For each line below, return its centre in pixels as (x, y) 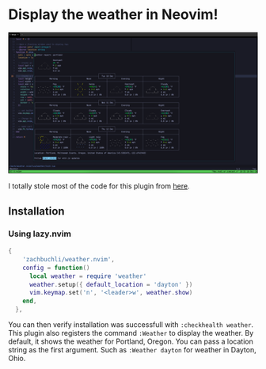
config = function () (56, 268)
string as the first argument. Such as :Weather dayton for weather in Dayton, (133, 350)
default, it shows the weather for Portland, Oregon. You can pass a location (131, 341)
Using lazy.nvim (40, 234)
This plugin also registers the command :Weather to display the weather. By (131, 333)
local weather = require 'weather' (88, 276)
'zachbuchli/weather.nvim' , (68, 259)
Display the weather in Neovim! (113, 15)
